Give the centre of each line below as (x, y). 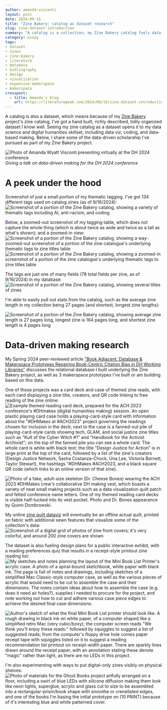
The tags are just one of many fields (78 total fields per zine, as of (73, 274)
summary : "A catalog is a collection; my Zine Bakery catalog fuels (78, 33)
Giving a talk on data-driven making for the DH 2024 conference (72, 163)
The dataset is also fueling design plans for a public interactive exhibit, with (82, 545)
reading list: (17, 556)
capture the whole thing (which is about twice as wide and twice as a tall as (83, 228)
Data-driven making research (67, 345)
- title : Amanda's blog (34, 97)
